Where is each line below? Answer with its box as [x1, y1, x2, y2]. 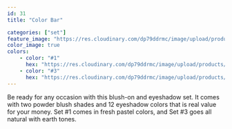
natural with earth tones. [7, 115, 77, 123]
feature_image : [7, 35, 51, 42]
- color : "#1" [19, 54, 60, 62]
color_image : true [7, 42, 60, 49]
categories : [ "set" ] [7, 29, 67, 36]
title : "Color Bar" [7, 17, 64, 23]
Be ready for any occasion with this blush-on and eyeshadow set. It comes [7, 92, 220, 101]
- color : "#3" [19, 67, 60, 75]
